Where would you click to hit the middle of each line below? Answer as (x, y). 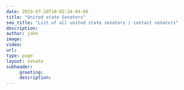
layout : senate (25, 61)
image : (14, 39)
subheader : (20, 67)
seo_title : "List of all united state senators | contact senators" (92, 22)
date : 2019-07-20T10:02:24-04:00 (47, 12)
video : (14, 45)
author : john (22, 34)
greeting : (31, 72)
